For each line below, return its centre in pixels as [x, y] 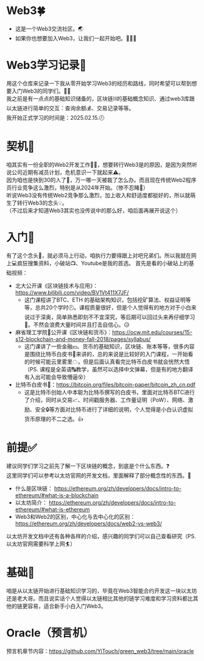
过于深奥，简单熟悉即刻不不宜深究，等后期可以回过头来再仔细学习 [112, 317]
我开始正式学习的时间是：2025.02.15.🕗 [55, 117]
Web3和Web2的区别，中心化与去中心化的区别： [75, 516]
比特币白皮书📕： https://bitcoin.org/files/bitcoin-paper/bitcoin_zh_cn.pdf [105, 384]
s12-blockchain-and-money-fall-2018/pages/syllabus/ [83, 339]
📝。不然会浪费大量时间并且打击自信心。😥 [77, 324]
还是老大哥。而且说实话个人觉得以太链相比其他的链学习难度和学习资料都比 [100, 598]
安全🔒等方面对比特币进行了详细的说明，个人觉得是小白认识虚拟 [114, 409]
